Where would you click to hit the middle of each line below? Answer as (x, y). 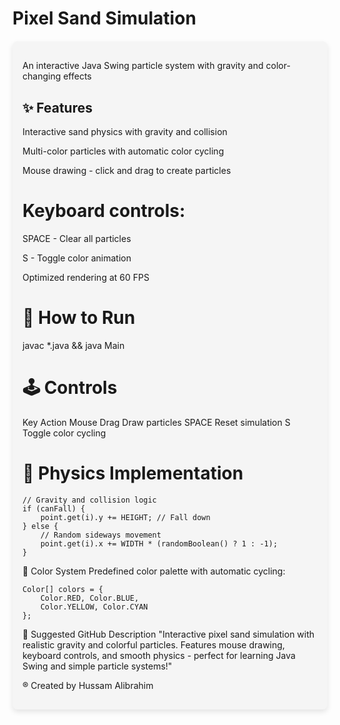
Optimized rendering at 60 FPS (86, 277)
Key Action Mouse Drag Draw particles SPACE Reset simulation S (156, 422)
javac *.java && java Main (73, 345)
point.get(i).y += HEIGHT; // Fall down (125, 517)
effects (77, 76)
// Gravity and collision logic (89, 500)
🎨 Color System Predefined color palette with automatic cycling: (154, 571)
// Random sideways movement (101, 535)
